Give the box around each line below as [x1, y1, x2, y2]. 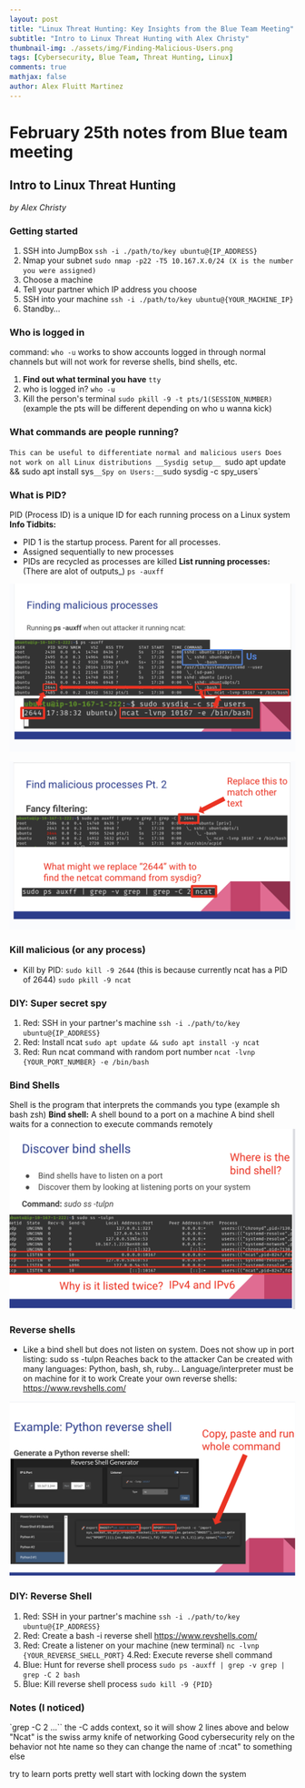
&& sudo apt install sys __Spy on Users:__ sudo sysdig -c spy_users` [9, 465, 261, 477]
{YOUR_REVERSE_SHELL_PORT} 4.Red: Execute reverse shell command [22, 1649, 273, 1661]
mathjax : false [9, 73, 67, 82]
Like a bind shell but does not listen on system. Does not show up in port [22, 1344, 295, 1356]
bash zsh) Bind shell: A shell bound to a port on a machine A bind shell [9, 1109, 275, 1120]
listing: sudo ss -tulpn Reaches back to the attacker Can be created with [22, 1354, 293, 1365]
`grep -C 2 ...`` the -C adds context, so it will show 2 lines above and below [9, 1722, 290, 1732]
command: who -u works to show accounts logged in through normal [9, 347, 266, 358]
